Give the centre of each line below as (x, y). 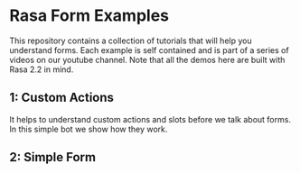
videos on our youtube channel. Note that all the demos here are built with (147, 59)
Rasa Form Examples (89, 16)
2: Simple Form (53, 157)
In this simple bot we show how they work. (89, 129)
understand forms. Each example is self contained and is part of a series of (149, 50)
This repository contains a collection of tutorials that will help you (131, 41)
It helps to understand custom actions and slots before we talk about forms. (150, 119)
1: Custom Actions (62, 98)
